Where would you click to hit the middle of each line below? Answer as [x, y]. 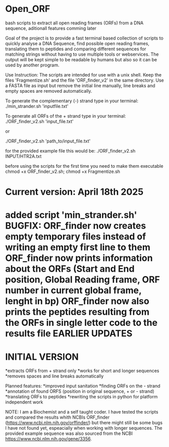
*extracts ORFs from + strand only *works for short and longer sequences [82, 371]
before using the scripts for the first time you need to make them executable [84, 166]
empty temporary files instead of [76, 237]
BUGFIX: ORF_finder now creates [76, 226]
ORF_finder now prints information [79, 258]
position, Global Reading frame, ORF [83, 280]
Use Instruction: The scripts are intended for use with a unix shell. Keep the [83, 74]
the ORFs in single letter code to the [81, 323]
